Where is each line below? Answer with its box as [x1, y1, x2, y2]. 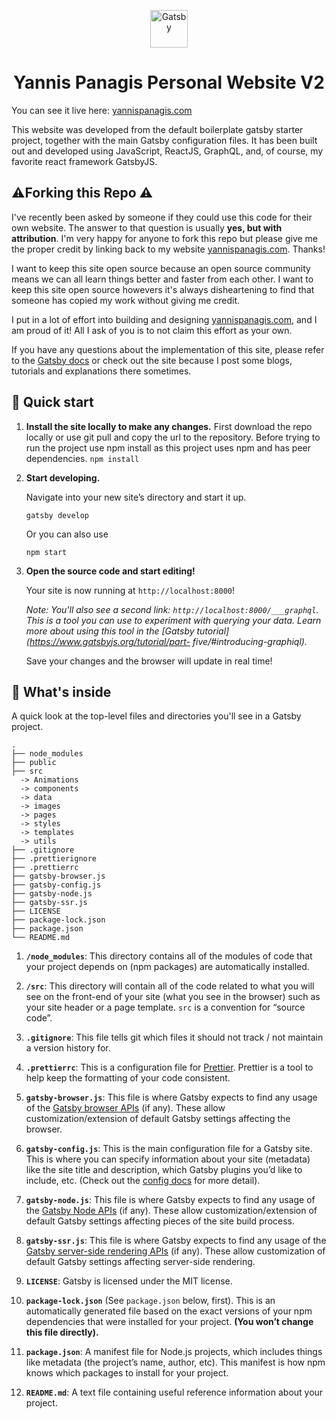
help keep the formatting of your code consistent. [25, 1072, 231, 1084]
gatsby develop [25, 510, 90, 520]
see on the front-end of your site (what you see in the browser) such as [25, 991, 321, 1003]
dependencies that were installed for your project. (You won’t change [25, 1316, 314, 1328]
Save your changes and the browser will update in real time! [25, 655, 273, 667]
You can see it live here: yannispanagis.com [11, 104, 193, 116]
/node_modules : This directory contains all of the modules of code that [25, 950, 313, 962]
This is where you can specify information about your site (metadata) [25, 1153, 311, 1165]
